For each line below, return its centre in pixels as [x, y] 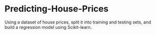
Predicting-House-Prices [57, 9]
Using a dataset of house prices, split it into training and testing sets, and [78, 22]
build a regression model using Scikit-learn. [48, 27]
